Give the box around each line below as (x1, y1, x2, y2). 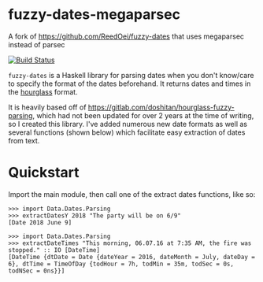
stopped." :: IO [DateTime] (8, 246, 101, 254)
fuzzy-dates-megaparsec (8, 6, 181, 24)
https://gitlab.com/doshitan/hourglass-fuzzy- (87, 102, 235, 112)
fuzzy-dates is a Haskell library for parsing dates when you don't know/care (8, 70, 254, 80)
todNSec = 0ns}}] (8, 266, 65, 275)
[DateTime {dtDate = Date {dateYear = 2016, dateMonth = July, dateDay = (8, 253, 256, 261)
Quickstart (8, 164, 80, 182)
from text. (8, 135, 40, 145)
